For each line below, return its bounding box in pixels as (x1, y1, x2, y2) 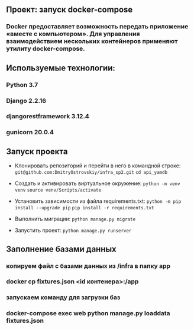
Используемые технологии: (6, 63, 115, 73)
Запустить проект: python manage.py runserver (14, 227, 132, 234)
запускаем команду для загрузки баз (6, 293, 121, 302)
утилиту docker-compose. (6, 44, 86, 53)
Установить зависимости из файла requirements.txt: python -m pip (14, 198, 182, 205)
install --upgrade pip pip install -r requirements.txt (14, 205, 154, 211)
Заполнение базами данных (6, 244, 117, 254)
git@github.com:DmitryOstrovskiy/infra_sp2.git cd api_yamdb (14, 170, 167, 176)
